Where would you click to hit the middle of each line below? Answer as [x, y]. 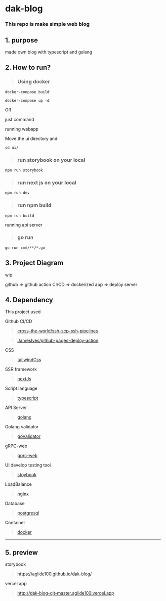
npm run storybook [24, 170]
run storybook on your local [51, 160]
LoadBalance [19, 484]
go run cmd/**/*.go [25, 248]
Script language [21, 388]
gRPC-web [16, 446]
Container [15, 523]
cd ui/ [12, 147]
